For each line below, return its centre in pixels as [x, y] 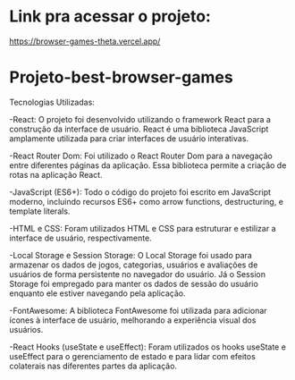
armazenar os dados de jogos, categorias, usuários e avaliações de [134, 265]
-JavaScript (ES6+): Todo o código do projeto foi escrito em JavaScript [140, 192]
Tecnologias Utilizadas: [52, 102]
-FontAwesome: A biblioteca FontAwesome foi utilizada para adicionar [138, 310]
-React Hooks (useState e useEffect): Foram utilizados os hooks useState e [147, 347]
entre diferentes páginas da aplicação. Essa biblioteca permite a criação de [148, 165]
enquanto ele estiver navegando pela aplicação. [97, 293]
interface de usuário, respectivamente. [80, 238]
